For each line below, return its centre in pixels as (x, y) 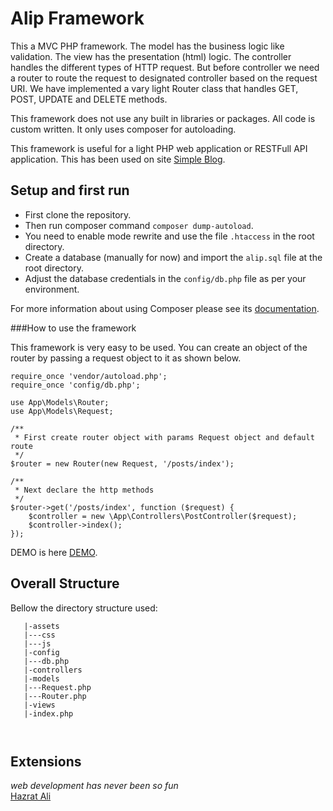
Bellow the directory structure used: (84, 608)
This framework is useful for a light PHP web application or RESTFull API (159, 148)
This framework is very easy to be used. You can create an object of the (159, 347)
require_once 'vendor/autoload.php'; (89, 376)
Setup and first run (70, 190)
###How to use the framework (73, 328)
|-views (39, 705)
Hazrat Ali (31, 796)
